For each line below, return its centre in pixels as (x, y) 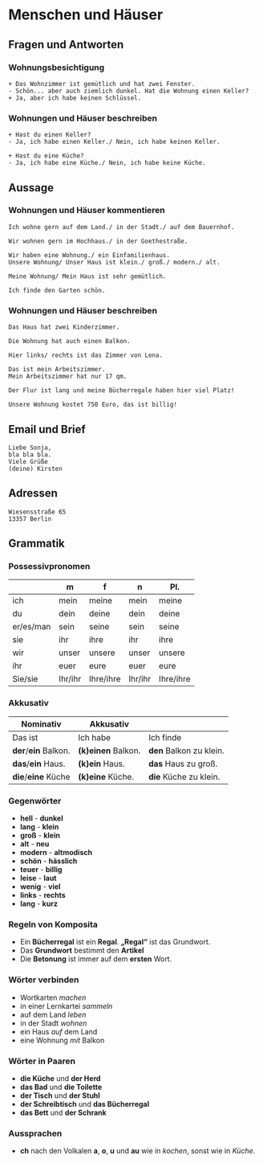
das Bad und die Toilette (61, 1087)
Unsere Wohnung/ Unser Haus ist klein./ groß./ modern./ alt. (114, 262)
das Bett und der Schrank (63, 1112)
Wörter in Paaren (42, 1061)
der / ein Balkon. (41, 751)
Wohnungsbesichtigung (57, 68)
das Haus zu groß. (183, 764)
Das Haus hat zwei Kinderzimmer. (64, 327)
